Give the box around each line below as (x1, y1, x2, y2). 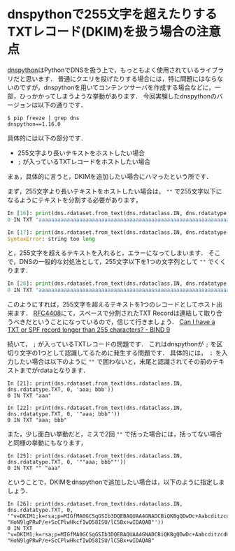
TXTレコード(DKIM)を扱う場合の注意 (7, 24, 222, 40)
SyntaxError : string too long (7, 235, 96, 242)
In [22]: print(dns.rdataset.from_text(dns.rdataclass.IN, (7, 404, 183, 412)
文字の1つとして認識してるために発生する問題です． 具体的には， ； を (19, 348, 222, 357)
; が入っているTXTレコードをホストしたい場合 (17, 157, 151, 166)
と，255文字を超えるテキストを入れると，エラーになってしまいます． (7, 249, 207, 257)
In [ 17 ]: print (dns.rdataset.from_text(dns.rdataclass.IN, (7, 228, 183, 236)
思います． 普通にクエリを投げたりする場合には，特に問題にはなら (25, 74, 218, 82)
